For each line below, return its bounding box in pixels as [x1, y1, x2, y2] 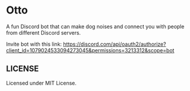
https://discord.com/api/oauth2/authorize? [63, 41, 166, 48]
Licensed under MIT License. [6, 79, 76, 86]
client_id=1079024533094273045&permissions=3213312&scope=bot [6, 46, 175, 53]
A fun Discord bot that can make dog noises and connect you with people [6, 23, 185, 30]
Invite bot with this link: [6, 41, 62, 48]
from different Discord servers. [6, 29, 81, 36]
